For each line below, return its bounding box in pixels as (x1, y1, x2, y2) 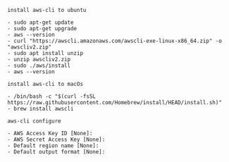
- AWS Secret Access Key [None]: (7, 136, 106, 143)
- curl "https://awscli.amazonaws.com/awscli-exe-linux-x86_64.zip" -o (7, 37, 222, 44)
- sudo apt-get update (7, 19, 74, 26)
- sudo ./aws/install (7, 62, 71, 69)
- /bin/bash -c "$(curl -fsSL (7, 93, 97, 100)
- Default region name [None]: (7, 142, 99, 149)
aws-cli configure (7, 118, 61, 125)
